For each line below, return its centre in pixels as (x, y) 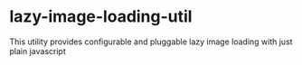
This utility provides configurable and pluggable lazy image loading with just (151, 42)
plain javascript (38, 51)
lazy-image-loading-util (101, 17)
